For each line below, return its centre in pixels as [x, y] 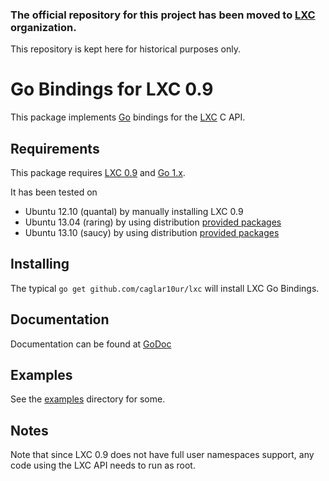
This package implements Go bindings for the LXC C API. [128, 117]
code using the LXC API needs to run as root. [103, 465]
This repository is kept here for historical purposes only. [126, 49]
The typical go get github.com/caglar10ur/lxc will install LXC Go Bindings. [165, 288]
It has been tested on [54, 192]
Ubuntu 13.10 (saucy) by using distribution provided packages [152, 233]
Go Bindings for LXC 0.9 [112, 89]
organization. [43, 27]
